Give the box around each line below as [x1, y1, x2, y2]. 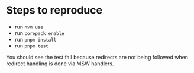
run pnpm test [14, 42, 48, 49]
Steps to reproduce [6, 4, 102, 17]
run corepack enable [14, 29, 64, 36]
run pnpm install [14, 36, 57, 43]
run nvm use [14, 23, 43, 30]
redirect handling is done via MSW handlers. [6, 60, 114, 67]
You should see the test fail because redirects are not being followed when [6, 53, 188, 61]
